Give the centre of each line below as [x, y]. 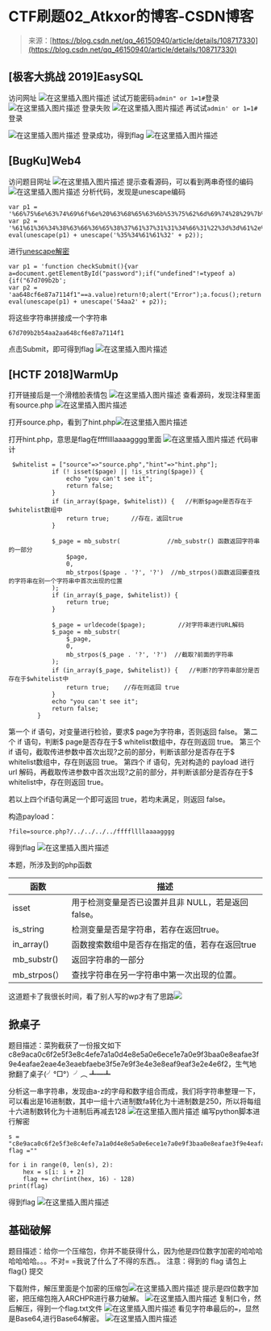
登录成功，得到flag [113, 135]
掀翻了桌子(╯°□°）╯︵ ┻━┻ [60, 1074]
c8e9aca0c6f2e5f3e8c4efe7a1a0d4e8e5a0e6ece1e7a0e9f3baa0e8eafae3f [134, 1054]
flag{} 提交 [26, 1271]
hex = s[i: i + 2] [54, 1172]
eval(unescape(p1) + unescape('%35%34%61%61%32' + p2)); [106, 235]
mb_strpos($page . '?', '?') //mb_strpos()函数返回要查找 [163, 573]
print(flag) [28, 1187]
